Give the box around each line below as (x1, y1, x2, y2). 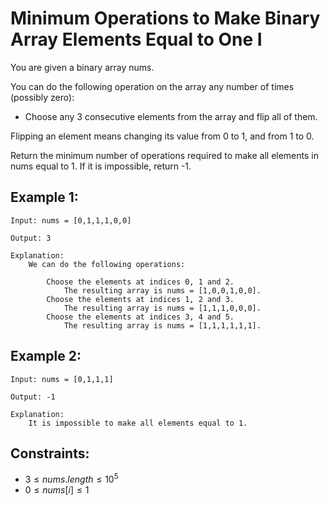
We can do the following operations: (28, 259, 186, 269)
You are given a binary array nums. (10, 61, 155, 73)
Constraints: (10, 445, 90, 462)
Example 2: (10, 348, 82, 365)
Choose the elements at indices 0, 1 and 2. (46, 277, 235, 287)
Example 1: (10, 189, 79, 206)
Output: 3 (10, 233, 52, 243)
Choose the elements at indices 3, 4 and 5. (46, 312, 235, 322)
